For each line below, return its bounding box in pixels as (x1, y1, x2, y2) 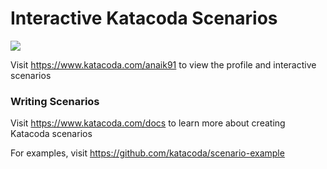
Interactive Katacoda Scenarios (10, 7, 278, 30)
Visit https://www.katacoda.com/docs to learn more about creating (10, 117, 286, 129)
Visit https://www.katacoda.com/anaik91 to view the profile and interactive (10, 58, 317, 71)
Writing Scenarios (10, 94, 100, 108)
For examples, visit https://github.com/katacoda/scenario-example (10, 147, 285, 159)
